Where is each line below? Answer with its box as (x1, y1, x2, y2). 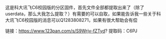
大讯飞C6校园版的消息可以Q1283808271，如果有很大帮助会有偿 (5, 17, 138, 23)
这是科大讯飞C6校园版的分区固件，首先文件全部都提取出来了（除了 (5, 5, 144, 10)
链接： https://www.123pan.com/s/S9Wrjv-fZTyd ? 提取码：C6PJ (5, 28, 138, 34)
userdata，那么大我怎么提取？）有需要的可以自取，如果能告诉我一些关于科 (5, 11, 161, 17)
